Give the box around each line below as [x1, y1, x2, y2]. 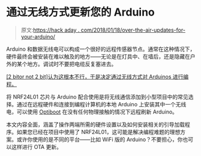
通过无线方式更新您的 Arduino [6, 5, 155, 19]
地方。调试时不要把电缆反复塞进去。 [26, 60, 117, 68]
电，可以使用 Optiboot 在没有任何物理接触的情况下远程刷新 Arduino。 [6, 108, 178, 115]
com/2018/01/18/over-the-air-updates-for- [80, 26, 186, 33]
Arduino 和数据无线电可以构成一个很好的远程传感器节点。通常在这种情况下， [6, 45, 196, 53]
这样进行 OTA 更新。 [11, 143, 62, 150]
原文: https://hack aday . [20, 26, 80, 33]
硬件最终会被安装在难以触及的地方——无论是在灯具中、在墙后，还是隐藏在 [6, 53, 190, 60]
